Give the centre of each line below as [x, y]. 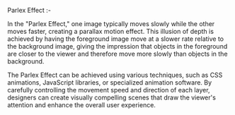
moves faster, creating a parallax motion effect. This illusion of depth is [111, 31]
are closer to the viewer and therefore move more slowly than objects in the [117, 54]
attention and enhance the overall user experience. [81, 105]
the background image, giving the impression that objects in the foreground [117, 46]
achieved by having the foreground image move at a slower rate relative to [116, 39]
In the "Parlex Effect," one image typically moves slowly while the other [111, 24]
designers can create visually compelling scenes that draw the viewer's [111, 97]
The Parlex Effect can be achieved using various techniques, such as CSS [115, 75]
